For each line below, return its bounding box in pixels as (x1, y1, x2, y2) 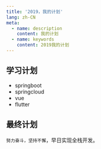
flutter (14, 101, 30, 108)
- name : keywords (11, 36, 55, 42)
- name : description (11, 25, 62, 32)
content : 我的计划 (17, 31, 59, 37)
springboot (14, 82, 42, 89)
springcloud (14, 88, 45, 95)
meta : (6, 20, 20, 26)
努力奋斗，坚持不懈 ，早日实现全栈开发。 (6, 136, 99, 144)
